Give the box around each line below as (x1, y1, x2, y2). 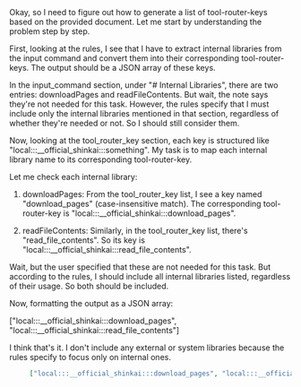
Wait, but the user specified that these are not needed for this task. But (9, 262, 271, 272)
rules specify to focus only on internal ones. (9, 352, 172, 362)
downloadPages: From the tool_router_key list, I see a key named (21, 189, 262, 199)
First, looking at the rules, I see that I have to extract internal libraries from (9, 43, 282, 54)
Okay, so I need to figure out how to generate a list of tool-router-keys (9, 7, 268, 17)
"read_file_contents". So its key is (21, 235, 146, 245)
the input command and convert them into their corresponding (9, 53, 240, 64)
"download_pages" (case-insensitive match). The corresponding (21, 199, 262, 209)
